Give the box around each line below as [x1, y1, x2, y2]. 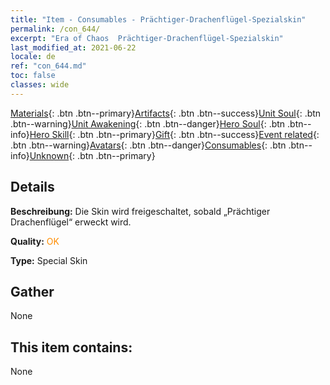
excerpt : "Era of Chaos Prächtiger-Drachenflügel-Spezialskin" [10, 33, 284, 43]
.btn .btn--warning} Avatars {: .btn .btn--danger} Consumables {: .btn [10, 139, 287, 151]
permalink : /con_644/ [10, 24, 101, 34]
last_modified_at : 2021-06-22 [10, 42, 137, 53]
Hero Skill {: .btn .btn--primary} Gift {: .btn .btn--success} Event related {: [29, 128, 320, 140]
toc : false [10, 71, 56, 81]
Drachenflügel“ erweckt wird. [10, 216, 132, 228]
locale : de [10, 52, 56, 62]
